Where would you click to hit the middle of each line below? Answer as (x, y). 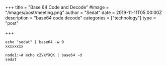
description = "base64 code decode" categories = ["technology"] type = (81, 18)
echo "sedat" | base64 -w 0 (35, 42)
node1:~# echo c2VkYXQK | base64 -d (44, 55)
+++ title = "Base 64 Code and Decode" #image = (57, 7)
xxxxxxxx (14, 46)
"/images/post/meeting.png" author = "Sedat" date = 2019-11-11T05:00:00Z (84, 12)
